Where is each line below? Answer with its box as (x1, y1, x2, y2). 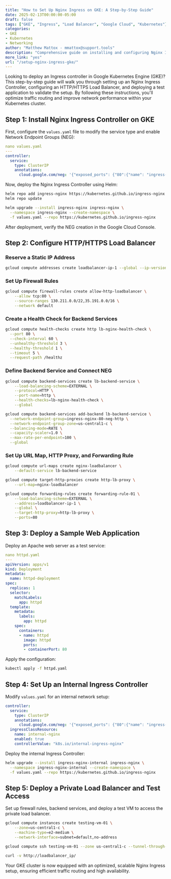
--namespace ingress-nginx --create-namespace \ (10, 210, 115, 215)
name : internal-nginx (14, 732, 60, 737)
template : (10, 604, 31, 609)
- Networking (5, 41, 33, 46)
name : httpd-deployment (10, 576, 60, 581)
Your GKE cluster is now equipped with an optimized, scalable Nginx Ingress (5, 862, 165, 868)
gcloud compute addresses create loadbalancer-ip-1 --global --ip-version (5, 266, 167, 271)
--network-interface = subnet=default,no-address (14, 835, 117, 840)
